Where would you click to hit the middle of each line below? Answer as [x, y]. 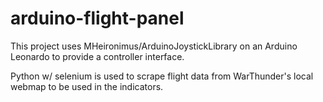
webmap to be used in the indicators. [87, 86]
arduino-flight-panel [97, 18]
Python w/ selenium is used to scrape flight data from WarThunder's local [162, 76]
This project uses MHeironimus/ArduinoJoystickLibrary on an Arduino [154, 46]
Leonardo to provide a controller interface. [97, 56]
